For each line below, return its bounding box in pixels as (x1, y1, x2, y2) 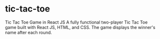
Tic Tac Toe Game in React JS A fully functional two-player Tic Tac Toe (5, 19, 148, 25)
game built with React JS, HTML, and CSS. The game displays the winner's (5, 24, 156, 30)
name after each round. (5, 29, 52, 35)
